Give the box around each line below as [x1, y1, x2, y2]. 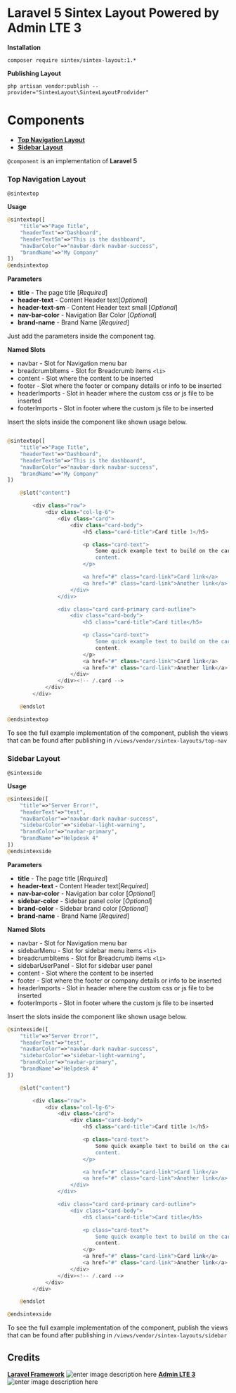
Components [7, 113, 85, 128]
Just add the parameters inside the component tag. [7, 332, 156, 341]
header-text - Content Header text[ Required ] [17, 881, 149, 890]
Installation [7, 43, 41, 51]
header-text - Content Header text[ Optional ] [17, 296, 147, 304]
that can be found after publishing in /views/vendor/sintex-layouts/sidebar [7, 1331, 228, 1340]
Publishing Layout [7, 69, 61, 77]
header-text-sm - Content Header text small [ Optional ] [17, 303, 178, 312]
